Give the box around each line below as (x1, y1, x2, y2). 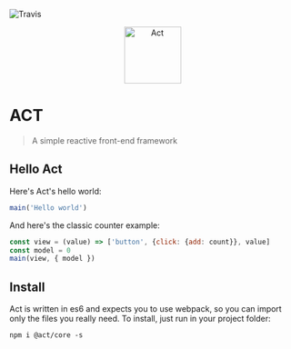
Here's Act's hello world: (9, 185, 102, 196)
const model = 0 (9, 245, 71, 254)
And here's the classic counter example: (9, 219, 161, 231)
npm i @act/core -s (9, 331, 84, 340)
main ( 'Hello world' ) (9, 203, 88, 213)
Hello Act (9, 162, 63, 177)
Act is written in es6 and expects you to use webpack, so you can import (9, 304, 282, 314)
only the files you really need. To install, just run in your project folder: (9, 314, 271, 324)
